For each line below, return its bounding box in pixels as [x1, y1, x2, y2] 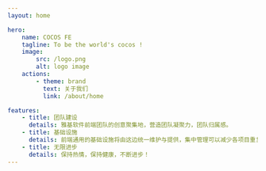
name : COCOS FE [21, 33, 72, 41]
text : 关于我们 [42, 85, 89, 93]
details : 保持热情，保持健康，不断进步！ [28, 150, 150, 158]
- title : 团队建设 [21, 114, 78, 122]
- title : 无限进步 [21, 143, 78, 151]
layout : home [7, 11, 51, 20]
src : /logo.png [36, 55, 87, 63]
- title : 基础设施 [21, 128, 78, 137]
